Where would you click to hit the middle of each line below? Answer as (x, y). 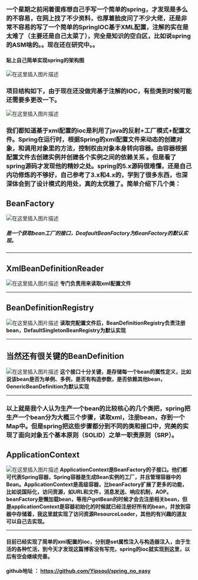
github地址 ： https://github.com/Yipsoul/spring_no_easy (79, 571)
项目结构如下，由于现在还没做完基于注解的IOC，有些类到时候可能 (99, 91)
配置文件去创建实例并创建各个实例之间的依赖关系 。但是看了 (91, 157)
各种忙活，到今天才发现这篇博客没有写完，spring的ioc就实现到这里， (100, 549)
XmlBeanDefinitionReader (55, 268)
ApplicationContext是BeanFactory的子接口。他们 (121, 470)
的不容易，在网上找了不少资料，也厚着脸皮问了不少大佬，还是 (94, 18)
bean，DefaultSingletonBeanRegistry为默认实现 (66, 330)
